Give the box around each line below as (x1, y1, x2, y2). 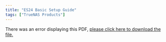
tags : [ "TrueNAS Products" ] (5, 12, 66, 17)
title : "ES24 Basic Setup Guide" (5, 7, 77, 13)
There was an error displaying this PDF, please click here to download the (5, 26, 161, 32)
